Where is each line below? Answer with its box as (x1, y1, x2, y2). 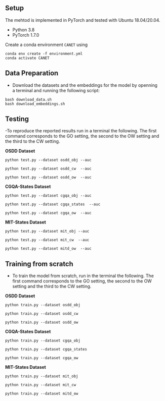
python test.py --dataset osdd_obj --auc (5, 158, 92, 163)
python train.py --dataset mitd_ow (5, 391, 79, 396)
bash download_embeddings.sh (5, 101, 65, 106)
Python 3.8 (12, 27, 35, 33)
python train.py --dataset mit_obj (5, 374, 79, 379)
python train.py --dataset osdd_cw (5, 311, 79, 316)
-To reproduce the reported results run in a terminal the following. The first (5, 128, 157, 134)
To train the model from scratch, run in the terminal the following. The (12, 273, 154, 279)
